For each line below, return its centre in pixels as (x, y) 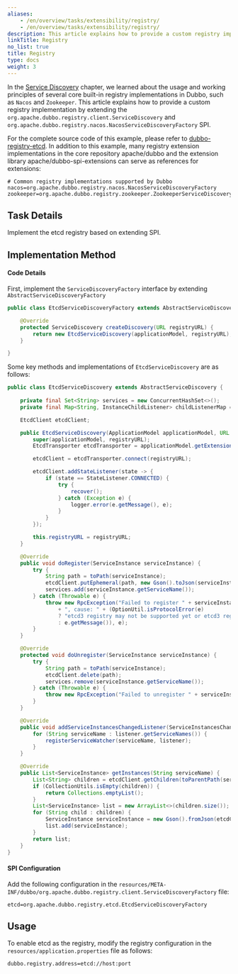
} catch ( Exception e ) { (95, 498)
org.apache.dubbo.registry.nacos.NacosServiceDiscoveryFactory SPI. (109, 124)
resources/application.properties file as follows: (80, 951)
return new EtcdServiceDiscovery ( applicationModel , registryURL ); (133, 334)
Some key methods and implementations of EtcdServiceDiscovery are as (113, 367)
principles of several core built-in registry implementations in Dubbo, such (116, 94)
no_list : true (28, 47)
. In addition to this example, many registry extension (122, 145)
